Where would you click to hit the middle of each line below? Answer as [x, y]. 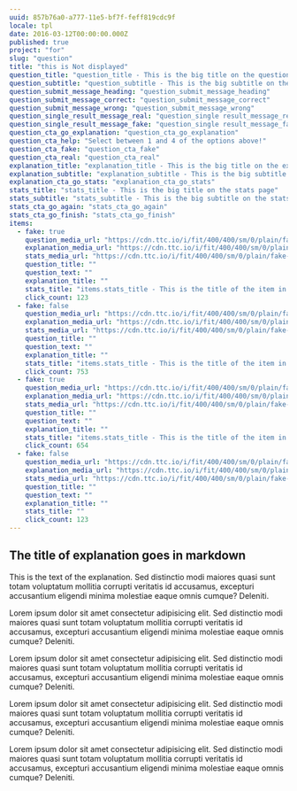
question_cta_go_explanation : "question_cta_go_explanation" [124, 133]
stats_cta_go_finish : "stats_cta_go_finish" [92, 215]
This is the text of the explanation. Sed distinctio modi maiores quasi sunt [142, 577]
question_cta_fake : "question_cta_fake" [85, 149]
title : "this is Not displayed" [69, 67]
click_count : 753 [57, 372]
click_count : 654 [57, 446]
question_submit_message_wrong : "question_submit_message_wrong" [132, 108]
